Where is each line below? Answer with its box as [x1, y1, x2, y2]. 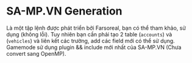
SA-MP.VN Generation [6, 4, 123, 18]
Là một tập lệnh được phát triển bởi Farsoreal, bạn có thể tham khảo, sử [6, 24, 186, 31]
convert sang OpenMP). [6, 50, 66, 57]
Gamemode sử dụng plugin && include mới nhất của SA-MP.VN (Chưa [6, 44, 182, 51]
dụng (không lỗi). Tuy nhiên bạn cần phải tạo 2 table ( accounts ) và [6, 30, 172, 38]
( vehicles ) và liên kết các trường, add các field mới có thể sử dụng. [6, 37, 175, 44]
